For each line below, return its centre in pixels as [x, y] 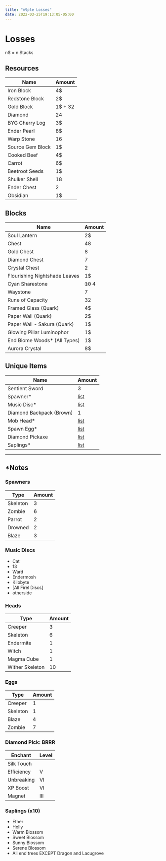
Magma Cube [23, 659]
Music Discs [20, 550]
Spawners [18, 482]
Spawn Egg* [22, 429]
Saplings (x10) [23, 811]
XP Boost [18, 788]
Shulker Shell [23, 179]
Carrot [15, 163]
